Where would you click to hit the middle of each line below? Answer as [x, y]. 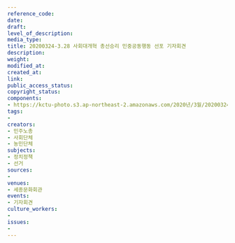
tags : [15, 111]
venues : [19, 183]
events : [19, 196]
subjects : [22, 151]
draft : [17, 27]
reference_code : [31, 14]
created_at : [24, 72]
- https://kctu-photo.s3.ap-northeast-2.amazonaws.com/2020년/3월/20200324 [119, 105]
